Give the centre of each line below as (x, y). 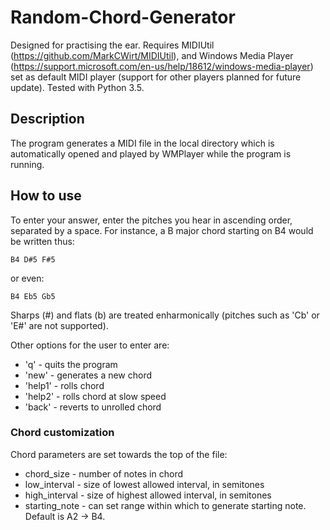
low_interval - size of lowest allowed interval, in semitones (144, 484)
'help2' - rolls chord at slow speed (95, 396)
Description (47, 119)
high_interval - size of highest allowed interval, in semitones (148, 495)
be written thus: (42, 241)
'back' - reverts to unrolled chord (93, 407)
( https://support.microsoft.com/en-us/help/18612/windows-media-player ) (162, 66)
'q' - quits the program (71, 364)
